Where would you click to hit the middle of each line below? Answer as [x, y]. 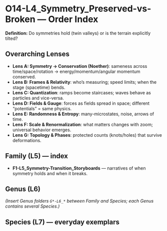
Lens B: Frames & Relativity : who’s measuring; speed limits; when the [84, 82]
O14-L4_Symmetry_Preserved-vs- [78, 9]
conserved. [24, 77]
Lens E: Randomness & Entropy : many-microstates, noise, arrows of [83, 114]
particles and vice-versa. [38, 98]
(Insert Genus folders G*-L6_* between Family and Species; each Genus [79, 201]
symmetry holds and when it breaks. [50, 173]
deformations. [27, 140]
